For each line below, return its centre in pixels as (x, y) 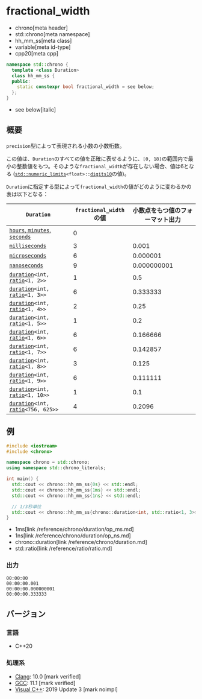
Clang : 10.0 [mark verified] (48, 676)
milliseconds (28, 246)
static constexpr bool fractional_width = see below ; (86, 87)
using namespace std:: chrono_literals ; (56, 468)
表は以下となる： (27, 194)
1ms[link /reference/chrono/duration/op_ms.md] (74, 530)
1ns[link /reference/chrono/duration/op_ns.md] (73, 536)
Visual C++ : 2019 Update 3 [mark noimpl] (66, 689)
